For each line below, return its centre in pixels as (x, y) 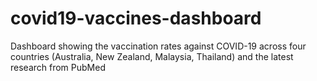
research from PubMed (58, 67)
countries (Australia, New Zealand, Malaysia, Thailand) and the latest (152, 56)
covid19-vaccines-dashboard (136, 18)
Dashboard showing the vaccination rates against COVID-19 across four (158, 46)
